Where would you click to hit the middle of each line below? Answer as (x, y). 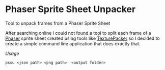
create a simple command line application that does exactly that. (73, 43)
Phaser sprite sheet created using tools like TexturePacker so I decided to (82, 38)
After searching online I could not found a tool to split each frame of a (78, 33)
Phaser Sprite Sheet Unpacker (71, 9)
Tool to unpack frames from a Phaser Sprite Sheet (58, 23)
